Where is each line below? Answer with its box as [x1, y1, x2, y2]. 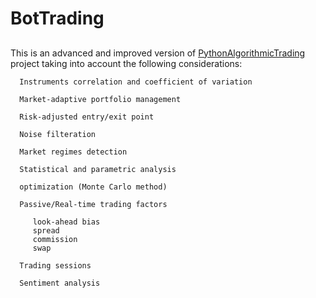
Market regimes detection [19, 147, 128, 157]
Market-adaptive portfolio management [19, 94, 182, 104]
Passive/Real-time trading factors [19, 199, 168, 209]
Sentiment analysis [19, 278, 101, 288]
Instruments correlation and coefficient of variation [19, 77, 253, 87]
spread [32, 225, 60, 236]
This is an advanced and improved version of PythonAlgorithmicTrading [10, 47, 306, 59]
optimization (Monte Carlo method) [19, 182, 168, 192]
